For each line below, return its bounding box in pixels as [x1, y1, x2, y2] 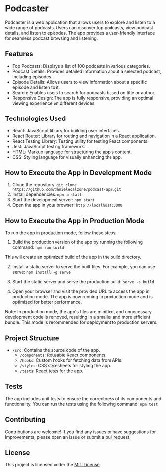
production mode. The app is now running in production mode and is [12, 294, 153, 300]
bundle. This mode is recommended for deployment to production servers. [5, 319, 158, 325]
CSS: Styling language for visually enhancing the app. [12, 154, 122, 160]
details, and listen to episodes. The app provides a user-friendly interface [5, 30, 155, 36]
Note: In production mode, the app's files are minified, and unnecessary [5, 309, 152, 315]
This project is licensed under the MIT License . [5, 462, 101, 468]
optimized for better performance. [12, 299, 82, 305]
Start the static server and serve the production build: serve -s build [12, 279, 155, 285]
